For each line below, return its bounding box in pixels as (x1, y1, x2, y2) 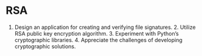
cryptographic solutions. (14, 43, 76, 50)
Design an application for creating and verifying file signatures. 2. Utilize (14, 23, 196, 31)
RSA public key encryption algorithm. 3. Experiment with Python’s (14, 30, 179, 37)
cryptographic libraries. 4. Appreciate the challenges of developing (14, 36, 183, 43)
